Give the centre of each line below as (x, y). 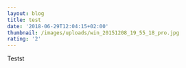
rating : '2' (24, 39)
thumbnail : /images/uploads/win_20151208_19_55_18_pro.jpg (93, 33)
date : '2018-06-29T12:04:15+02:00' (58, 26)
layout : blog (26, 13)
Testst (16, 58)
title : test (24, 20)
